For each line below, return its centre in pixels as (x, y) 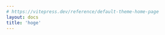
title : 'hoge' (24, 23)
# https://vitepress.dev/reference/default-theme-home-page (83, 12)
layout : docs (22, 17)
